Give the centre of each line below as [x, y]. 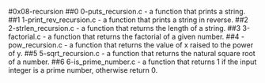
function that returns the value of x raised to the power [164, 45]
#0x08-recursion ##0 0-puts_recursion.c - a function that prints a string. [127, 11]
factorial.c [25, 36]
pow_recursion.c [36, 45]
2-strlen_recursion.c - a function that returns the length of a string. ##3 [125, 28]
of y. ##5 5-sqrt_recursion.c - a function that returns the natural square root [132, 53]
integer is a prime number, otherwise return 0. [83, 70]
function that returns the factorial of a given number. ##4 [146, 36]
